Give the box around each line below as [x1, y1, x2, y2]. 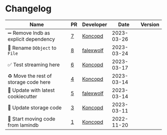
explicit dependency [7, 35, 55, 42]
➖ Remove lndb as [7, 29, 51, 36]
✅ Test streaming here [7, 61, 60, 68]
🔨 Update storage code [7, 104, 62, 111]
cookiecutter [7, 93, 37, 100]
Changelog [5, 3, 52, 14]
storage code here [7, 78, 51, 85]
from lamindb [7, 122, 39, 129]
